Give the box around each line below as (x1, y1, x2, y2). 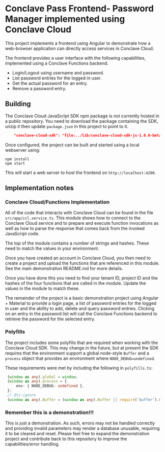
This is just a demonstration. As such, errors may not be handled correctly (5, 420, 155, 426)
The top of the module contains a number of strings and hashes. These (5, 240, 149, 246)
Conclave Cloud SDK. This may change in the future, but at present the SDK (5, 345, 159, 350)
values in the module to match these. (5, 285, 80, 291)
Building (5, 100, 31, 108)
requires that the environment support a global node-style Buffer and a (5, 350, 149, 356)
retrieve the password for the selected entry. (5, 316, 95, 322)
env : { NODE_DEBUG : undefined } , (16, 383, 84, 388)
